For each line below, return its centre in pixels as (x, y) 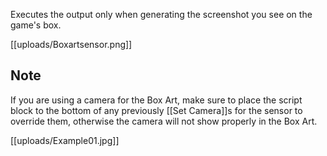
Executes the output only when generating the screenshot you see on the (161, 14)
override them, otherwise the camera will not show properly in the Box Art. (164, 121)
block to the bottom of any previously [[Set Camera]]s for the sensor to (156, 110)
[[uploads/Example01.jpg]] (65, 140)
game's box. (36, 25)
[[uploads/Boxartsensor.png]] (71, 44)
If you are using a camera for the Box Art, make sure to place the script (156, 100)
